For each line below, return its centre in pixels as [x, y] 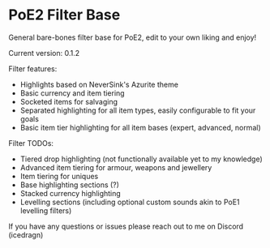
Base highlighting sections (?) [70, 185]
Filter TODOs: [31, 143]
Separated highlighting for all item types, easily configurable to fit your [138, 110]
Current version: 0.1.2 [44, 53]
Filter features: [33, 68]
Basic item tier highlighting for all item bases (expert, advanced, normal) [140, 127]
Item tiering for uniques [59, 176]
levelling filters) [46, 210]
